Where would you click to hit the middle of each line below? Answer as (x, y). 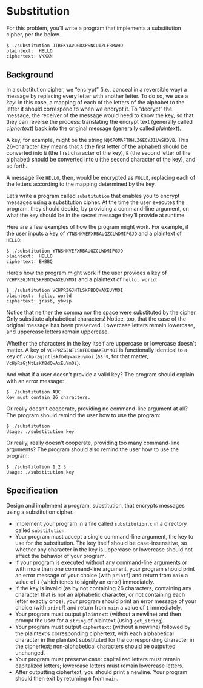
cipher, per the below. (33, 34)
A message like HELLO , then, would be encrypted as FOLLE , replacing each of (101, 177)
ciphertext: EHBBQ (29, 261)
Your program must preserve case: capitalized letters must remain (98, 659)
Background (30, 75)
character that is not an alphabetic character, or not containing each (100, 594)
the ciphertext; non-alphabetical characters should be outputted (95, 646)
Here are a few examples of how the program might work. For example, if (98, 226)
